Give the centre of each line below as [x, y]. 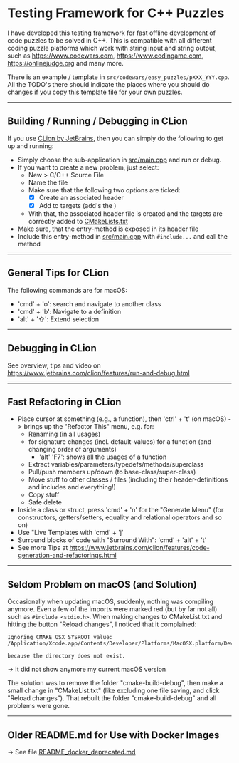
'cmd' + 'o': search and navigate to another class [89, 303]
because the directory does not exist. [67, 656]
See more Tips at [43, 548]
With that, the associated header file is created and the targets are [125, 213]
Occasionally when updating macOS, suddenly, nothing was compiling [111, 602]
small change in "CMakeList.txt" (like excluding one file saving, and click [113, 691]
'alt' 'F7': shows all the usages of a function [103, 457]
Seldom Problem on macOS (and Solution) [102, 585]
